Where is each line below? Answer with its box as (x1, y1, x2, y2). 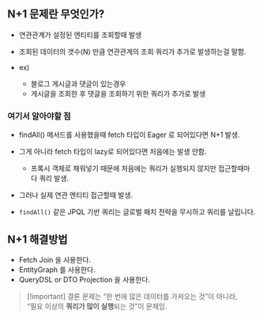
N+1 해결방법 (7, 233, 68, 246)
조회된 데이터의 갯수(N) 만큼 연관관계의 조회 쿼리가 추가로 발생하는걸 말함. (18, 47, 246, 56)
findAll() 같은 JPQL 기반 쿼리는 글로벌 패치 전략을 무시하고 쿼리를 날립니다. (18, 207, 256, 217)
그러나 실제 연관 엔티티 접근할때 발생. (18, 191, 133, 200)
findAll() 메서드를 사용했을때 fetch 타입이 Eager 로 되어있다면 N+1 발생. (18, 130, 240, 140)
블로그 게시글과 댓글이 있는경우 (30, 78, 126, 89)
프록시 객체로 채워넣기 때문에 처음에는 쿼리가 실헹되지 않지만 (30, 164, 216, 173)
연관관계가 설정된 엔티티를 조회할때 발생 (18, 30, 142, 40)
